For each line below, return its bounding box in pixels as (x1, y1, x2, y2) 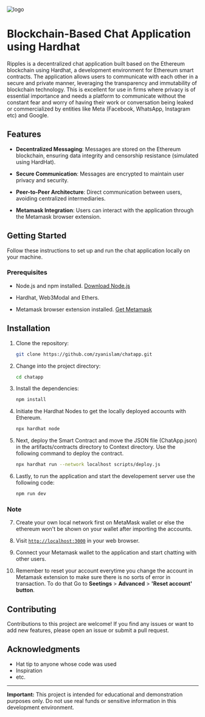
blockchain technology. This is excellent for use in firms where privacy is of (7, 86, 196, 93)
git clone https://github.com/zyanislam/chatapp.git (15, 351, 153, 357)
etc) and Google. (7, 111, 49, 118)
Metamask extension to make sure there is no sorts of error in (15, 574, 171, 581)
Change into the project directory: (15, 362, 101, 369)
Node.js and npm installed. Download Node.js (15, 282, 130, 289)
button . (15, 586, 35, 594)
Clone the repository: (15, 339, 69, 346)
